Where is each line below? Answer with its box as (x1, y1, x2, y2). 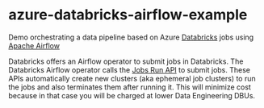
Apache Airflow (8, 40, 61, 50)
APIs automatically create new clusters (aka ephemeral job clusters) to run (8, 73, 256, 83)
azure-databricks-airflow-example (8, 6, 248, 24)
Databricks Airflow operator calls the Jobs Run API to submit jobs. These (8, 64, 250, 74)
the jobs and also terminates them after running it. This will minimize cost (8, 82, 252, 92)
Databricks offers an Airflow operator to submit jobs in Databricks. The (8, 56, 244, 66)
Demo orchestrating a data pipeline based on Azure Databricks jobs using (8, 32, 254, 42)
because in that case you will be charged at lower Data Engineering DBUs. (8, 90, 256, 100)
